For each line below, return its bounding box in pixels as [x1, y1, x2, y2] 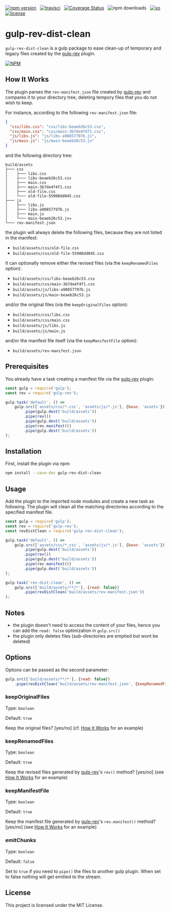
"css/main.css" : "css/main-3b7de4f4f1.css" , [10, 129, 106, 134]
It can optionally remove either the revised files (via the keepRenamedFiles [5, 260, 159, 266]
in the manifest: [5, 235, 38, 241]
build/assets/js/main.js [12, 329, 66, 334]
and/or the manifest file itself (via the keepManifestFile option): [5, 338, 138, 343]
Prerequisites [5, 362, 49, 371]
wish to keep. [5, 100, 34, 106]
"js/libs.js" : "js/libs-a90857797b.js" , [10, 133, 97, 139]
